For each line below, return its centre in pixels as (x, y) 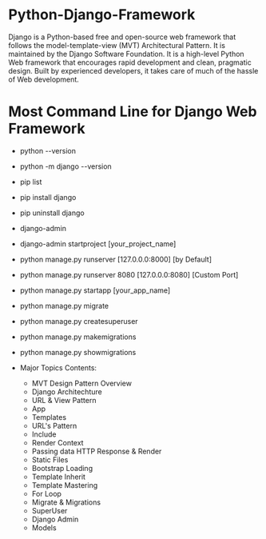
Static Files (50, 459)
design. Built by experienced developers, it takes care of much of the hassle (133, 70)
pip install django (48, 197)
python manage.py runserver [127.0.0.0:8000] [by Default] (116, 259)
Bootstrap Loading (62, 468)
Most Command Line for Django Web (133, 112)
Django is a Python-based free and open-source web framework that (122, 37)
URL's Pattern (54, 425)
